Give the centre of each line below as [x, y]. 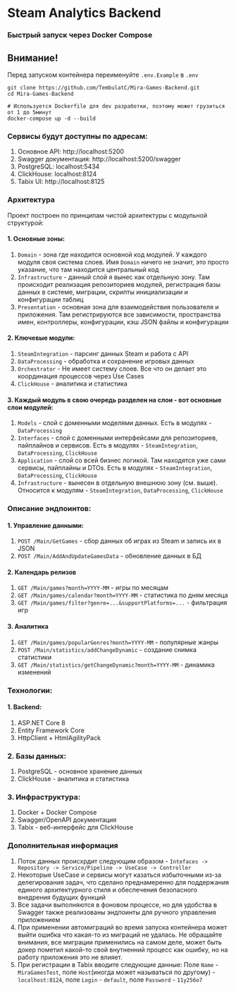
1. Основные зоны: [36, 239]
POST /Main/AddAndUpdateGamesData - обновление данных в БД [110, 556]
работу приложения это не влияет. [70, 957]
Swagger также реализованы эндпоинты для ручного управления [117, 912]
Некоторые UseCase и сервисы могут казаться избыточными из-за [119, 875]
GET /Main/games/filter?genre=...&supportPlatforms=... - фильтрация [122, 603]
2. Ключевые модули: [41, 338]
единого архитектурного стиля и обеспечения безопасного [107, 890]
